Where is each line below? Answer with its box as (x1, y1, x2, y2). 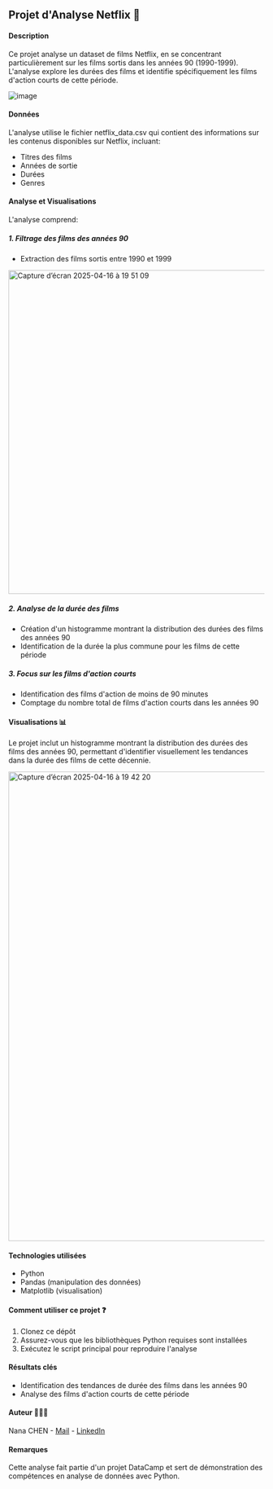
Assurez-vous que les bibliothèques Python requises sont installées (19, 1335, 248, 1345)
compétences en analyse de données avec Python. (8, 1471, 180, 1481)
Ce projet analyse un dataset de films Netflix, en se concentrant (8, 49, 222, 59)
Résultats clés (8, 1362, 58, 1373)
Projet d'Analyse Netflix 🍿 (8, 8, 141, 22)
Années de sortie (19, 160, 78, 170)
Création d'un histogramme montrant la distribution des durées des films (19, 624, 264, 634)
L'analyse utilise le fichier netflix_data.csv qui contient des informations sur (8, 127, 260, 137)
